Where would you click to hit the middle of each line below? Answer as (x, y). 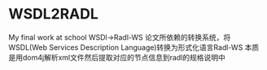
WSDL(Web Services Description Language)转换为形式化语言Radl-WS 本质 (134, 47)
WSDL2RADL (54, 14)
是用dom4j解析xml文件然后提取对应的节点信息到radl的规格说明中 (117, 57)
